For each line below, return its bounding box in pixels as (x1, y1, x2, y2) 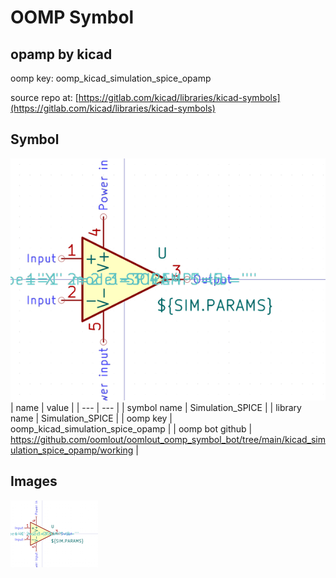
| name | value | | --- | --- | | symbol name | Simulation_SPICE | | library (10, 402, 302, 414)
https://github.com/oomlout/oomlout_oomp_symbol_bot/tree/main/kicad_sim (10, 434, 326, 446)
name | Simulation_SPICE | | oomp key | (10, 412, 173, 425)
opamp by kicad (10, 46, 113, 63)
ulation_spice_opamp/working (10, 444, 134, 456)
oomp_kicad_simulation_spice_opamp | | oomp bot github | (10, 423, 253, 435)
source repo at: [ (10, 92, 79, 103)
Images (10, 473, 58, 490)
